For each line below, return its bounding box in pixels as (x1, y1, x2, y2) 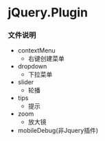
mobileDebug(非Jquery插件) (17, 127, 99, 135)
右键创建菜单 (27, 55, 65, 63)
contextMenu (17, 47, 56, 55)
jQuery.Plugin (8, 5, 89, 21)
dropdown (17, 62, 47, 70)
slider (17, 78, 34, 86)
